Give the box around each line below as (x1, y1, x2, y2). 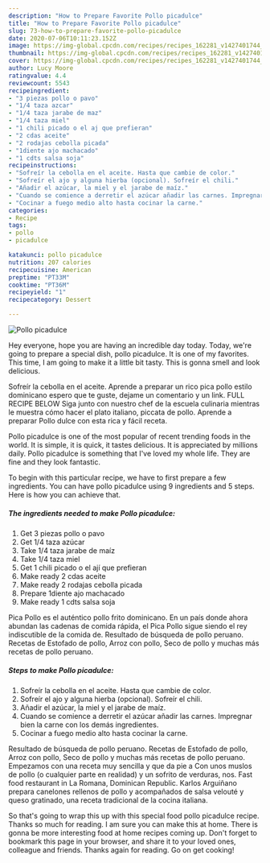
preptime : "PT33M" (8, 273, 70, 282)
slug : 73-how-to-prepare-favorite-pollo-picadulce (8, 27, 182, 35)
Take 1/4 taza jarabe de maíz (19, 545, 115, 555)
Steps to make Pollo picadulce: (8, 665, 114, 675)
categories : (8, 206, 48, 214)
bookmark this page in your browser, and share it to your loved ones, (8, 836, 236, 846)
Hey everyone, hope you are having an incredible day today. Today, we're (8, 341, 252, 350)
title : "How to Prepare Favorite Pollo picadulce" (8, 19, 182, 27)
